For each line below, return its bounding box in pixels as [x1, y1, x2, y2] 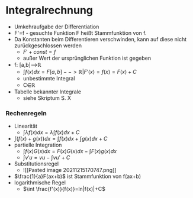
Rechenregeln [5, 109, 47, 117]
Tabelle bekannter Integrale [14, 88, 81, 95]
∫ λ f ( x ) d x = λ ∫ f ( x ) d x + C [22, 129, 80, 136]
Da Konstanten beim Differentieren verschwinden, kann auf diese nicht [14, 35, 187, 43]
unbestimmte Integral [22, 74, 75, 82]
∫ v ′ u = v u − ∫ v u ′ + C [22, 154, 70, 161]
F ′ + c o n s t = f [22, 48, 56, 55]
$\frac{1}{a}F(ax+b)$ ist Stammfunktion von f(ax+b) [14, 173, 141, 180]
